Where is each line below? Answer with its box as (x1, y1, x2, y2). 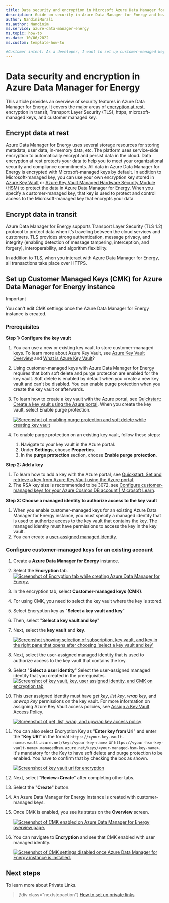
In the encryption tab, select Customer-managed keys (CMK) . (13, 588, 143, 594)
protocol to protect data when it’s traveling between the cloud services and (6, 229, 161, 235)
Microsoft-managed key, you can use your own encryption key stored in (6, 174, 154, 180)
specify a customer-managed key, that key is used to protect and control (6, 190, 156, 196)
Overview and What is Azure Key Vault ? (13, 355, 95, 361)
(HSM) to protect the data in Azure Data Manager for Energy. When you (6, 185, 153, 191)
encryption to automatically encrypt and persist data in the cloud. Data (6, 153, 152, 159)
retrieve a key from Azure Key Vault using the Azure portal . (13, 477, 135, 483)
